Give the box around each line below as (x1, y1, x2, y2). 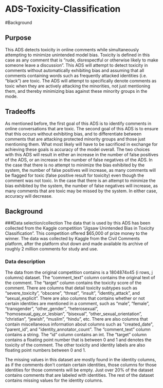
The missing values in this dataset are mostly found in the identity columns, (5, 356, 156, 362)
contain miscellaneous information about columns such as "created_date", (5, 321, 154, 327)
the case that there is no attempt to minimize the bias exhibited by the (5, 162, 145, 168)
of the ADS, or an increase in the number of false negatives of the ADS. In (5, 157, 153, 163)
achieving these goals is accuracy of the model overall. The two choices (5, 146, 150, 152)
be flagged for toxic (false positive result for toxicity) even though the (5, 172, 145, 178)
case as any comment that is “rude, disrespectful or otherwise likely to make (5, 57, 159, 63)
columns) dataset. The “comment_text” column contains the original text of (5, 274, 155, 280)
